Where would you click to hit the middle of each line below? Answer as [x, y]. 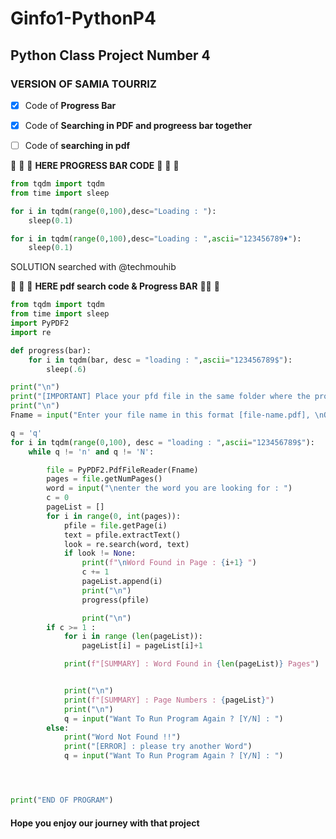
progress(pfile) [115, 600]
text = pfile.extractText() [122, 535]
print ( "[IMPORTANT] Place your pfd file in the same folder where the [160, 397]
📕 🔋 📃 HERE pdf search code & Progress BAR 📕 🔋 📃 [115, 286]
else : [58, 728]
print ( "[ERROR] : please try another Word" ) [158, 747]
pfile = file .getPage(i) [115, 525]
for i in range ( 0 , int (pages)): [114, 516]
